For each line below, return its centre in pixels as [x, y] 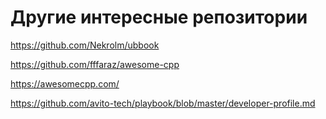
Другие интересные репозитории [159, 17]
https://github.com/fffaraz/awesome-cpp [95, 64]
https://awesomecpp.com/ [65, 83]
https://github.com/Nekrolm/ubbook [85, 45]
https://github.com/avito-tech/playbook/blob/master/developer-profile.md [163, 103]
